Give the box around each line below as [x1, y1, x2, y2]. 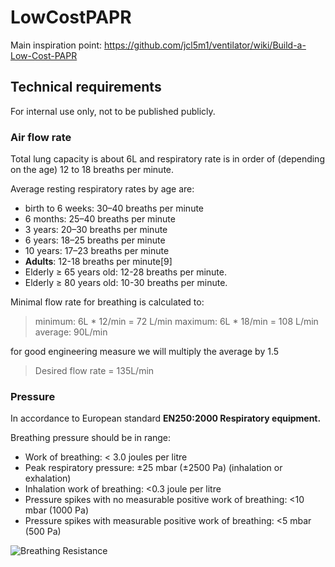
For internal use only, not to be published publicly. [10, 105, 216, 117]
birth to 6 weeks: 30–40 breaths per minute [24, 202, 205, 215]
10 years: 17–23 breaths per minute [24, 245, 170, 257]
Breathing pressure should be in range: [10, 432, 172, 444]
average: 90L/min [34, 326, 108, 338]
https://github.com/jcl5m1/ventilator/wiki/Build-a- [104, 39, 307, 51]
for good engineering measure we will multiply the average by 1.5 [10, 346, 280, 358]
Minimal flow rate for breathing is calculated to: [10, 296, 205, 308]
